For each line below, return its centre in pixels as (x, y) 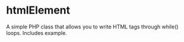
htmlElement (38, 10)
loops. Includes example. (37, 33)
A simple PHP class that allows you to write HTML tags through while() (93, 27)
